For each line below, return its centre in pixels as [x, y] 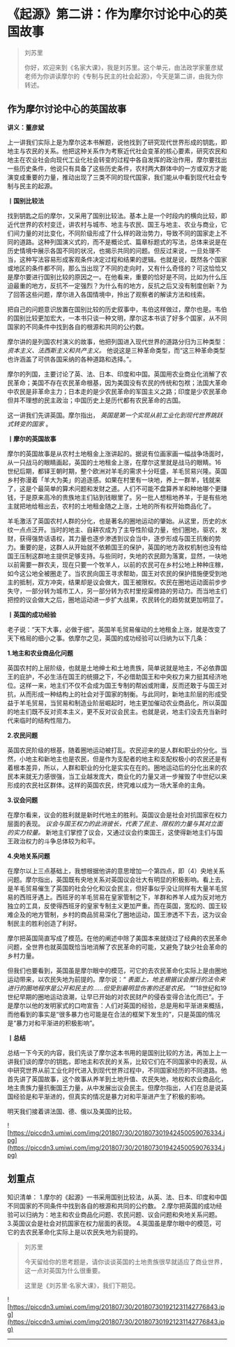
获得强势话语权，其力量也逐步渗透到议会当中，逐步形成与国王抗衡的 [117, 538]
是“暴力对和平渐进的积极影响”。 [53, 1023]
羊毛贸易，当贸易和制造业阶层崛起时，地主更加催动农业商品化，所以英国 [123, 703]
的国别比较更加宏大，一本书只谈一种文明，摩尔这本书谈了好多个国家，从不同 [117, 318]
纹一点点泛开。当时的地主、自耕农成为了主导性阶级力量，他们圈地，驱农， [114, 530]
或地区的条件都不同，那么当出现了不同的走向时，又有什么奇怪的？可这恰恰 [114, 268]
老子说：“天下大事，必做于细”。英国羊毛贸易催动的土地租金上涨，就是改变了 [117, 629]
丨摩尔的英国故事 [32, 439]
